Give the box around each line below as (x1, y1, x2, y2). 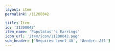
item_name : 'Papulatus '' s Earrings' (5, 30, 80, 34)
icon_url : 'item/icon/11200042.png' (5, 34, 80, 39)
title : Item (5, 20, 29, 25)
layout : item (5, 7, 32, 12)
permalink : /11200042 (5, 12, 49, 17)
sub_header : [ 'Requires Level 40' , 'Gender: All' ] (5, 38, 111, 44)
